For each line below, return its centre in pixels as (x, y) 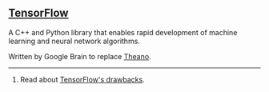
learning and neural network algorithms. (74, 41)
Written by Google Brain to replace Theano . (80, 56)
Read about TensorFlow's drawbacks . (82, 79)
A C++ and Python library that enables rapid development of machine (123, 32)
